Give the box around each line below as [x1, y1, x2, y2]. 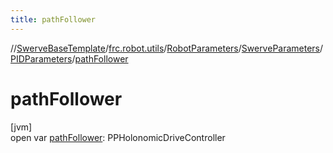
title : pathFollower [10, 14, 97, 25]
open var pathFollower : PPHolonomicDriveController [10, 131, 226, 143]
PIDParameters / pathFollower [10, 52, 129, 65]
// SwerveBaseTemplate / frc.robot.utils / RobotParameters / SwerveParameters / [10, 42, 324, 54]
